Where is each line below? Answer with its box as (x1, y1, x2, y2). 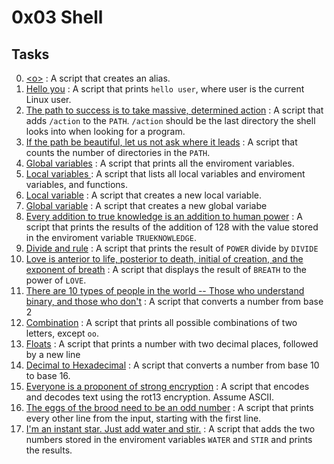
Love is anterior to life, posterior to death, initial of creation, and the (25, 253, 304, 265)
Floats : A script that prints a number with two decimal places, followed (25, 338, 319, 350)
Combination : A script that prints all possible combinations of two (25, 317, 298, 328)
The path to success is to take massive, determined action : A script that (25, 104, 324, 116)
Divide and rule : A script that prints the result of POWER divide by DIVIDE (25, 242, 319, 254)
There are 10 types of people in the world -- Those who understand (25, 285, 305, 296)
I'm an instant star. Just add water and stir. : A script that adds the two (25, 423, 316, 435)
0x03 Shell (11, 6, 104, 29)
